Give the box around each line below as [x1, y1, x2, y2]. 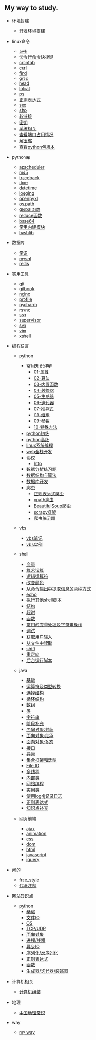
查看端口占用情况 [19, 131, 54, 137]
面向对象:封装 [26, 726, 54, 732]
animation [26, 831, 47, 836]
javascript [26, 851, 47, 858]
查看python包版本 [19, 144, 55, 150]
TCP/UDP [26, 925, 46, 931]
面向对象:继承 [26, 732, 54, 738]
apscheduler [19, 164, 45, 170]
